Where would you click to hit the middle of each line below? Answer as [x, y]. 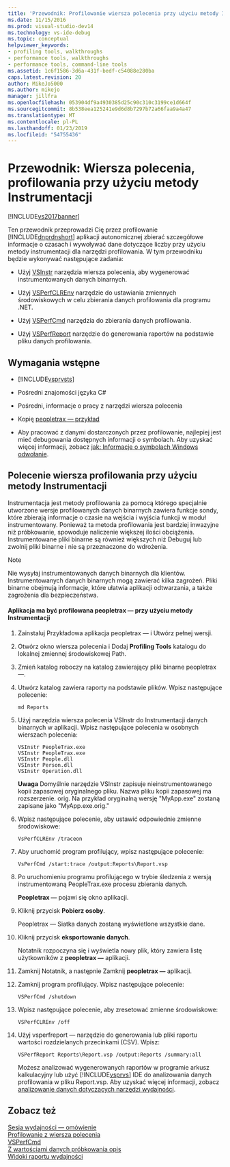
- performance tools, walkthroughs [58, 58]
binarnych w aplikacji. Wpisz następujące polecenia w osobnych [108, 728]
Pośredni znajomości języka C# [62, 392]
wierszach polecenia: [47, 735]
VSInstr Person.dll [45, 765]
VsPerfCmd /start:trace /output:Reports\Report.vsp [92, 864]
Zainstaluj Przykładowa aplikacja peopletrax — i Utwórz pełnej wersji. [115, 633]
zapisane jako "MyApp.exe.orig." [63, 806]
